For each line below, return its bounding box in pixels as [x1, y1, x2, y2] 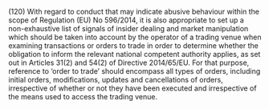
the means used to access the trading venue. [8, 92, 158, 101]
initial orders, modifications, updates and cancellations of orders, [8, 75, 223, 84]
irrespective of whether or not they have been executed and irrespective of [8, 83, 257, 93]
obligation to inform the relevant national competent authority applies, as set [8, 50, 261, 59]
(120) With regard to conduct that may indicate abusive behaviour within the [8, 7, 259, 16]
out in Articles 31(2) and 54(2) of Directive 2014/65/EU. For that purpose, [8, 58, 250, 67]
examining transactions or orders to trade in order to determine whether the [8, 41, 259, 50]
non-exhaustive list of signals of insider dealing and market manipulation [8, 24, 249, 33]
